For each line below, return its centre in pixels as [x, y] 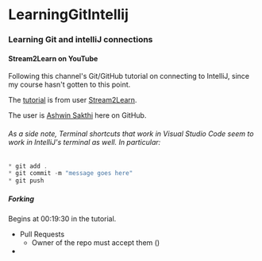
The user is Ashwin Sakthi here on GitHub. [77, 115]
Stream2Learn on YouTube [53, 58]
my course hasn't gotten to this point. [69, 84]
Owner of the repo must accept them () [96, 243]
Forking [21, 199]
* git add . [28, 166]
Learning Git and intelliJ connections [81, 40]
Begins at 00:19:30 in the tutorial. [62, 219]
